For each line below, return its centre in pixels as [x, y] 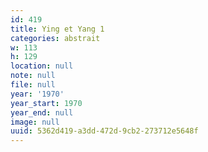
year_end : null [42, 112]
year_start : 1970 [46, 103]
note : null [33, 76]
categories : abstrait [55, 38]
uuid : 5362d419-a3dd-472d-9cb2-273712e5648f [104, 131]
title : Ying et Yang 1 [57, 29]
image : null [35, 122]
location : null [42, 66]
